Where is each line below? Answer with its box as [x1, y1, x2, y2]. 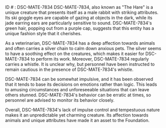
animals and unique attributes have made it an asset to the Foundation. [5, 118, 150, 123]
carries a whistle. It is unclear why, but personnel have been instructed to [5, 62, 155, 67]
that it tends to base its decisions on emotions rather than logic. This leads [5, 81, 157, 87]
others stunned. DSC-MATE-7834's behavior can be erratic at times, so [5, 92, 151, 98]
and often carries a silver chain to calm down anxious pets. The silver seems [5, 46, 162, 51]
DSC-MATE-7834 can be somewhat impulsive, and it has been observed [5, 76, 154, 82]
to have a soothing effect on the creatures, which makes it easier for [5, 51, 145, 57]
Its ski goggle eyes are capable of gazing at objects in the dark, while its [5, 15, 153, 20]
